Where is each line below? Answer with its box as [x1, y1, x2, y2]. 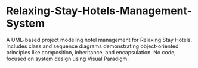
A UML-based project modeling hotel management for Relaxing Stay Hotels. [6, 36, 193, 43]
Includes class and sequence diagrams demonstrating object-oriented [6, 43, 179, 50]
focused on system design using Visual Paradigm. [6, 55, 129, 62]
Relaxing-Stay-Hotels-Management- [6, 4, 193, 18]
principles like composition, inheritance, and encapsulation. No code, [6, 48, 176, 56]
